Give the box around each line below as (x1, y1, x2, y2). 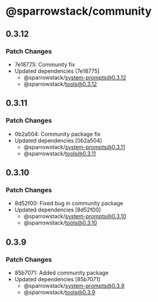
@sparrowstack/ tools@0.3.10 (23, 219, 98, 227)
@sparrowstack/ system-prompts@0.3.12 (23, 73, 126, 81)
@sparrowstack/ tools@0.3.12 (23, 80, 97, 87)
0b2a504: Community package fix (14, 130, 101, 138)
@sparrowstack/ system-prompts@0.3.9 (23, 282, 125, 289)
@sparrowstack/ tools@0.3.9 (23, 289, 96, 296)
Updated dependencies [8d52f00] (14, 206, 101, 213)
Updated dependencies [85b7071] (14, 275, 101, 282)
